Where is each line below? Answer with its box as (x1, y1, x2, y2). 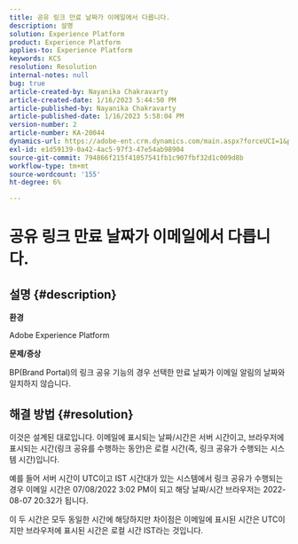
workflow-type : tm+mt (9, 162, 90, 170)
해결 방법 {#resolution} (9, 406, 134, 422)
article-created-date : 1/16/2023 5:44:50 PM (9, 95, 176, 105)
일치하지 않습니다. (9, 378, 72, 389)
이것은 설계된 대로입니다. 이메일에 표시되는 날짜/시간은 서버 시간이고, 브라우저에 (9, 431, 285, 442)
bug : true (9, 79, 46, 88)
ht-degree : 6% (9, 178, 62, 187)
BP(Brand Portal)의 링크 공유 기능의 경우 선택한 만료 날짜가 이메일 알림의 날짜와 (9, 367, 286, 378)
